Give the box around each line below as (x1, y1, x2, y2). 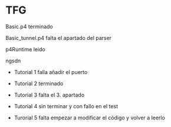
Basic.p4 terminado (5, 23, 54, 30)
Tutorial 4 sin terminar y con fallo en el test (14, 102, 119, 109)
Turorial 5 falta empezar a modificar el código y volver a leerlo (14, 114, 166, 121)
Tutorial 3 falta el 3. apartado (14, 91, 85, 98)
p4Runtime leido (5, 45, 45, 53)
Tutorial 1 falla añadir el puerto (14, 68, 88, 75)
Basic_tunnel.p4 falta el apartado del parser (5, 34, 112, 41)
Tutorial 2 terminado (14, 80, 64, 87)
